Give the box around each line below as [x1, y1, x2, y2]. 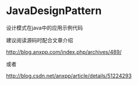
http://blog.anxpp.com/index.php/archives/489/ [6, 48, 122, 55]
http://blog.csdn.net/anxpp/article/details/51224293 [6, 72, 132, 79]
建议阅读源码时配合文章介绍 [6, 36, 73, 43]
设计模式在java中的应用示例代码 [6, 24, 83, 31]
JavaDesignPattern [6, 4, 102, 18]
